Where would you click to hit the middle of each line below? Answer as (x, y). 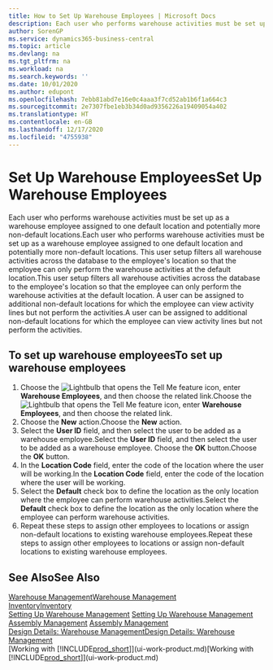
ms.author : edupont (41, 92)
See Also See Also (54, 578)
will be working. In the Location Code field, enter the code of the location (142, 474)
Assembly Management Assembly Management (89, 623)
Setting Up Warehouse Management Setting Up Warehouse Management (131, 615)
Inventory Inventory (40, 606)
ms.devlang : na (34, 54)
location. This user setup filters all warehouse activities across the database (134, 278)
